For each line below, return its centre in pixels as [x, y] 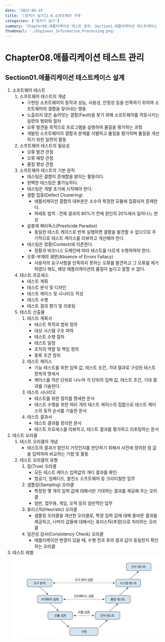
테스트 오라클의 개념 [39, 442]
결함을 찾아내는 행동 [67, 109]
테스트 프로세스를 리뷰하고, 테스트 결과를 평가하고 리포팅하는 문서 [96, 429]
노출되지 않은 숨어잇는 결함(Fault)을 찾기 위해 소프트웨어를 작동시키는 [93, 115]
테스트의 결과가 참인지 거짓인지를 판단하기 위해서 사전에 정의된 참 [89, 448]
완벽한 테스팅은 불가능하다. [53, 183]
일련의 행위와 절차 [44, 121]
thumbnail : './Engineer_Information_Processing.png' [60, 31]
